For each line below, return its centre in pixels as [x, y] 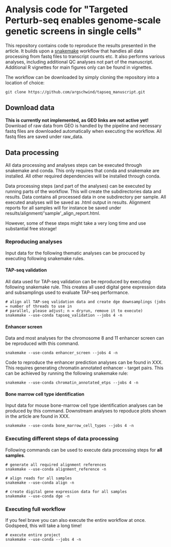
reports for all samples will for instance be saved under [63, 208]
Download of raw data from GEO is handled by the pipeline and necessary [83, 125]
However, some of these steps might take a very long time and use [76, 223]
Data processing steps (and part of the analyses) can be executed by [78, 186]
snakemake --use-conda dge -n [38, 496]
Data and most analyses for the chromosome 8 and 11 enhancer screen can [85, 338]
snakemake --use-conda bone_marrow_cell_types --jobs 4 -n [70, 426]
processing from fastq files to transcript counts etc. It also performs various [85, 56]
